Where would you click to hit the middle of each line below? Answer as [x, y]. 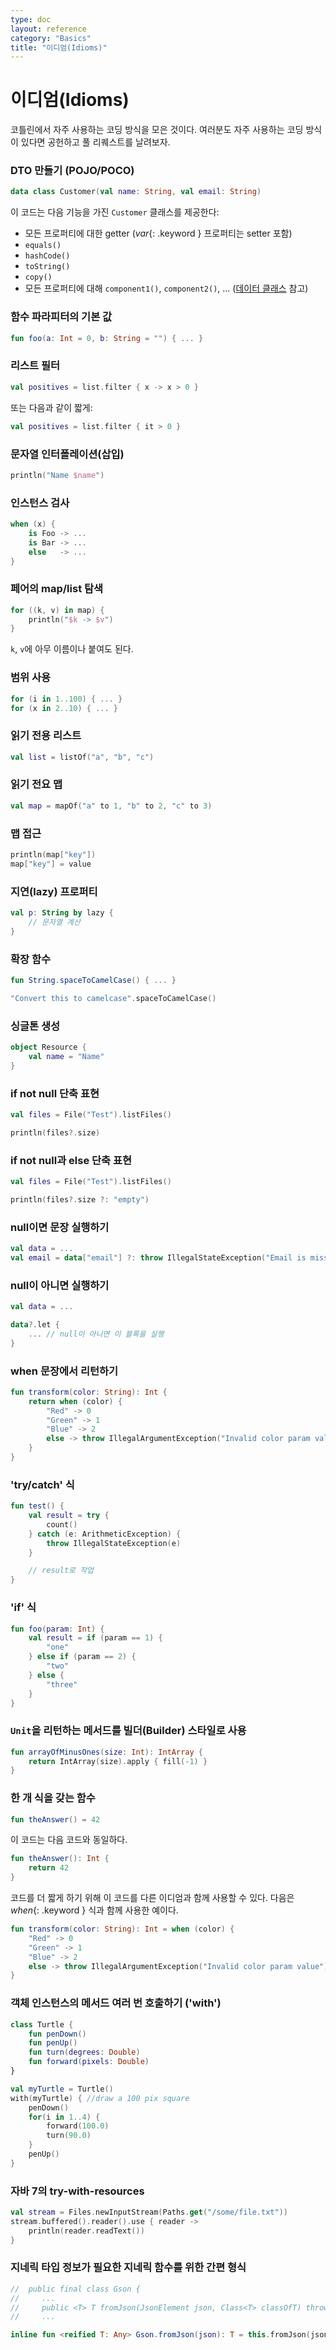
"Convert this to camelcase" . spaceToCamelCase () [113, 998]
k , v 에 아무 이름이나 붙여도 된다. [72, 649]
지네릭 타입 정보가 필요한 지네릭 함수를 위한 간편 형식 [128, 2268]
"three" [62, 1684]
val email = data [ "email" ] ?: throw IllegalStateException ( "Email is [158, 1257]
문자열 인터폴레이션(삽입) [67, 454]
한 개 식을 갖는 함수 [53, 1798]
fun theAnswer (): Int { [60, 1859]
